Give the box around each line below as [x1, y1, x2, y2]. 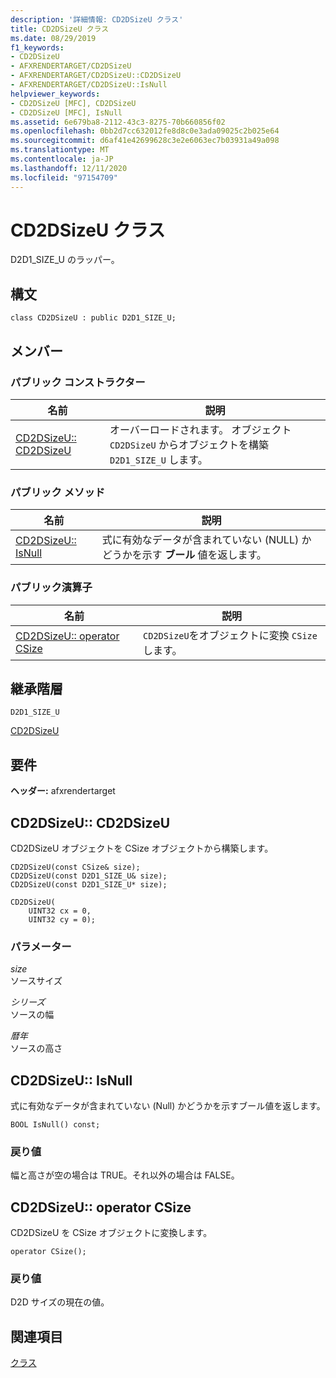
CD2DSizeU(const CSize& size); [10, 862, 141, 872]
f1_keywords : [10, 42, 65, 53]
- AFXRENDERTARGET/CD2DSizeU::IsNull [10, 80, 168, 90]
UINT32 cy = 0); [28, 914, 97, 925]
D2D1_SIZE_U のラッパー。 [10, 254, 120, 266]
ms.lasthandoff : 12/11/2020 [10, 163, 128, 173]
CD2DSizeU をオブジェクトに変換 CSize [143, 628, 318, 642]
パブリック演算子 [10, 581, 93, 595]
